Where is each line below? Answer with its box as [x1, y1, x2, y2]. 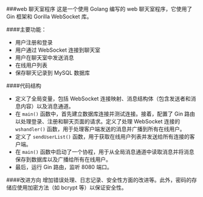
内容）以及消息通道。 [20, 103, 74, 109]
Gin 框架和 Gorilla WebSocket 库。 [6, 13, 92, 20]
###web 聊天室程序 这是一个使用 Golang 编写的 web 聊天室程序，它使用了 [6, 5, 193, 12]
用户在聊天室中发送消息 [15, 54, 74, 61]
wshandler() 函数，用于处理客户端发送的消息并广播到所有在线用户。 [15, 125, 185, 133]
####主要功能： [6, 26, 47, 33]
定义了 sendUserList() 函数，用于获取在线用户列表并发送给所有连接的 [15, 133, 190, 140]
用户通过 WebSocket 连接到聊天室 [15, 46, 100, 54]
